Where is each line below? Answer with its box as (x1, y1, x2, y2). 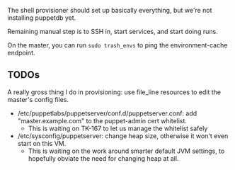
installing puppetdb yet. (7, 13, 76, 22)
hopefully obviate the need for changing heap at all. (28, 154, 179, 162)
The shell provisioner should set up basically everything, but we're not (7, 6, 212, 14)
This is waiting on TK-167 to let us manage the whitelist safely (28, 124, 208, 132)
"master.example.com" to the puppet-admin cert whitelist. (17, 116, 188, 125)
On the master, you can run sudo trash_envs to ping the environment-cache (7, 41, 228, 49)
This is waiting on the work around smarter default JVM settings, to (28, 147, 225, 155)
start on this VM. (17, 139, 67, 147)
